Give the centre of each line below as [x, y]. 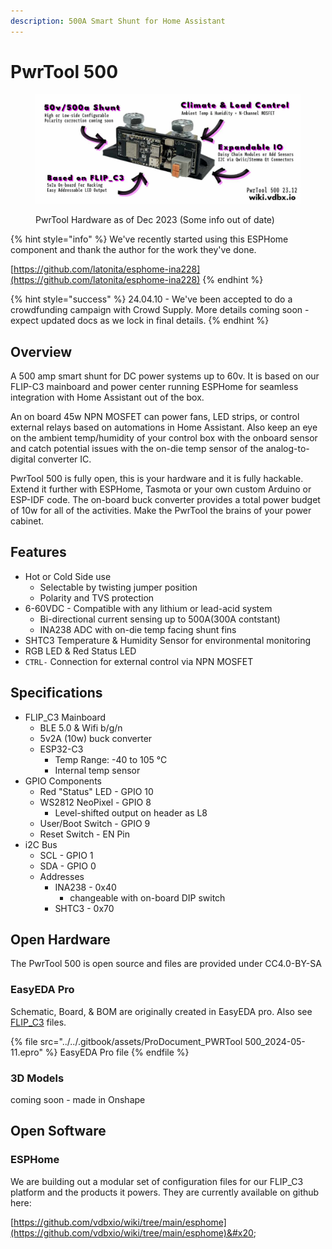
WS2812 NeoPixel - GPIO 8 [95, 802]
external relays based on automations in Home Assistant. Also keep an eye [164, 427]
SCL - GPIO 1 [66, 855]
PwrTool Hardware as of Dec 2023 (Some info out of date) [155, 220]
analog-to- [287, 448]
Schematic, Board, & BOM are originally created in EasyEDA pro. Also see [161, 1011]
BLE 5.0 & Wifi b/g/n [81, 727]
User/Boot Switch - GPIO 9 [95, 823]
